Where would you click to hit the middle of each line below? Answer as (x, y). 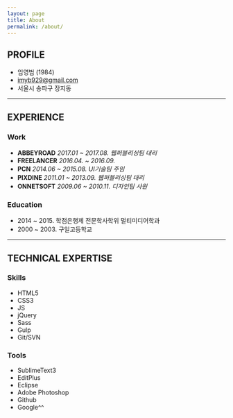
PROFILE (26, 55)
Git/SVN (29, 337)
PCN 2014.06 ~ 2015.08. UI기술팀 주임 (71, 169)
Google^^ (31, 408)
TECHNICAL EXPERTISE (60, 258)
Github (27, 400)
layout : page (26, 14)
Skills (17, 278)
